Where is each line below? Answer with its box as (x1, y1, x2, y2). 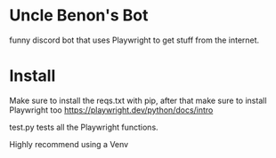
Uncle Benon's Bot (9, 5, 149, 26)
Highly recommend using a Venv (9, 138, 129, 149)
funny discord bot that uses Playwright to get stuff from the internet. (9, 35, 260, 45)
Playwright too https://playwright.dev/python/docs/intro (9, 104, 214, 115)
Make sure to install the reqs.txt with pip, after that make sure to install (9, 95, 267, 106)
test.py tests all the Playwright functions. (9, 122, 158, 132)
